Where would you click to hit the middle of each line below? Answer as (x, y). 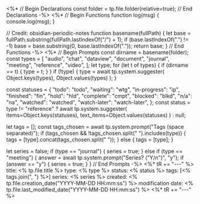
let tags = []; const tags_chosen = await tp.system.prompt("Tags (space (95, 127)
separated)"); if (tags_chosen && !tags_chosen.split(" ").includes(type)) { (96, 133)
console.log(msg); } (31, 21)
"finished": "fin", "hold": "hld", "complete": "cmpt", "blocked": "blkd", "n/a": (99, 96)
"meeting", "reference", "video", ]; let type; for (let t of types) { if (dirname (97, 65)
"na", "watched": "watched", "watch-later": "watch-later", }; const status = (98, 102)
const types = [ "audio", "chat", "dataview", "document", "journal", (88, 59)
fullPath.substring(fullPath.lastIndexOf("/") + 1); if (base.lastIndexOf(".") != (98, 39)
